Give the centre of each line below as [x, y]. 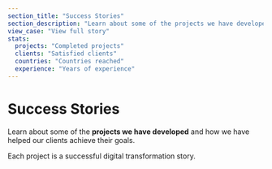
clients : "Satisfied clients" [66, 54]
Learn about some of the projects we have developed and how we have [129, 132]
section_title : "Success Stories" [66, 16]
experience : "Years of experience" [75, 69]
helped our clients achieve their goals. [71, 140]
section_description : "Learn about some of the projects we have [120, 24]
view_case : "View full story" [59, 31]
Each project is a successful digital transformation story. [101, 156]
